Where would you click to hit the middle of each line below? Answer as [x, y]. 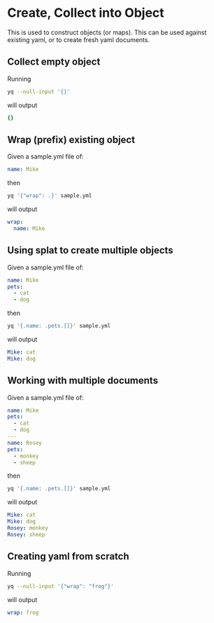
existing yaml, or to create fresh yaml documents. [79, 39]
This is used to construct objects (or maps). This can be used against [107, 32]
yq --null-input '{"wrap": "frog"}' [60, 586]
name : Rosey [24, 443]
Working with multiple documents [83, 381]
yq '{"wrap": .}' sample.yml [50, 196]
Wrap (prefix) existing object [71, 139]
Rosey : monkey [28, 528]
